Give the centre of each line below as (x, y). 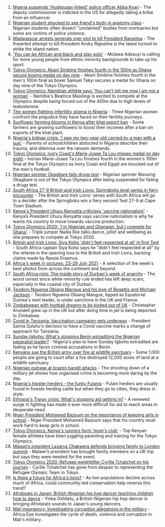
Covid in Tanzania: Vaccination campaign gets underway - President (82, 321)
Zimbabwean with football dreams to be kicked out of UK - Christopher (84, 305)
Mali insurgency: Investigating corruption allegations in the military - (81, 509)
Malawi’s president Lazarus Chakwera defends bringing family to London (86, 446)
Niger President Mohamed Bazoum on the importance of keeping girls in (86, 415)
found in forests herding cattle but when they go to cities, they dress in (84, 389)
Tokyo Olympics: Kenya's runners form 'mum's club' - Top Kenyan (80, 431)
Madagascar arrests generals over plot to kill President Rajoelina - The (83, 38)
